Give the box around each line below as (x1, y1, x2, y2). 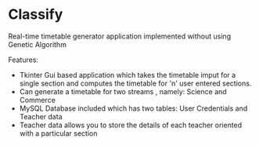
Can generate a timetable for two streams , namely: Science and (19, 86, 227, 96)
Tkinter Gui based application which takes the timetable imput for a (19, 70, 236, 79)
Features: (8, 55, 39, 64)
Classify (8, 5, 63, 24)
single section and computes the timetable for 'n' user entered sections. (19, 78, 252, 88)
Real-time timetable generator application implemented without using (8, 31, 232, 41)
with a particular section (19, 128, 98, 138)
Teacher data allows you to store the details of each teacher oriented (19, 120, 243, 130)
